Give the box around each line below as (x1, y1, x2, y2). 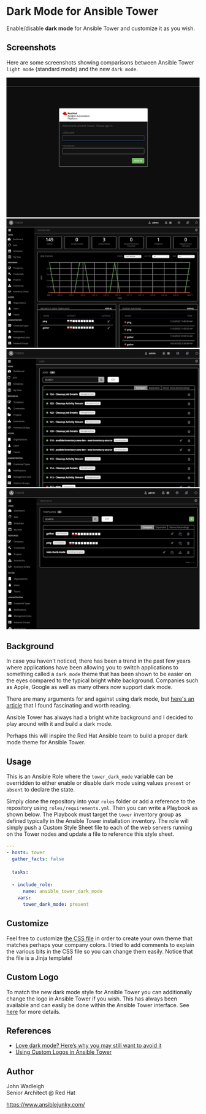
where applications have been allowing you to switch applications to (6, 664, 179, 671)
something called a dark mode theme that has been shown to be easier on (6, 671, 191, 678)
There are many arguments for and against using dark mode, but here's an (6, 695, 194, 703)
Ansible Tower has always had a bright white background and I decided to (6, 714, 193, 721)
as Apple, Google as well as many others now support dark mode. (6, 684, 173, 691)
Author (6, 1066, 34, 1077)
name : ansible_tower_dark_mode (22, 889, 103, 895)
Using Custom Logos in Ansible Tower (15, 1048, 112, 1056)
